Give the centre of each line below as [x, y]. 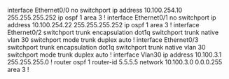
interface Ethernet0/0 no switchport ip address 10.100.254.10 [95, 10]
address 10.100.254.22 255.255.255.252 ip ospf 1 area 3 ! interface [103, 25]
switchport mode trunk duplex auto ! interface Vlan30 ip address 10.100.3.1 [114, 55]
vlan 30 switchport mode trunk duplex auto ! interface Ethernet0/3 [103, 40]
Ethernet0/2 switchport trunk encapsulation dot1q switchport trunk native [113, 32]
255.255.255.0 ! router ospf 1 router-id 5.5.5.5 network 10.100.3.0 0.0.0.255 [115, 62]
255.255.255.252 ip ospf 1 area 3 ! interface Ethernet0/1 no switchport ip [112, 17]
